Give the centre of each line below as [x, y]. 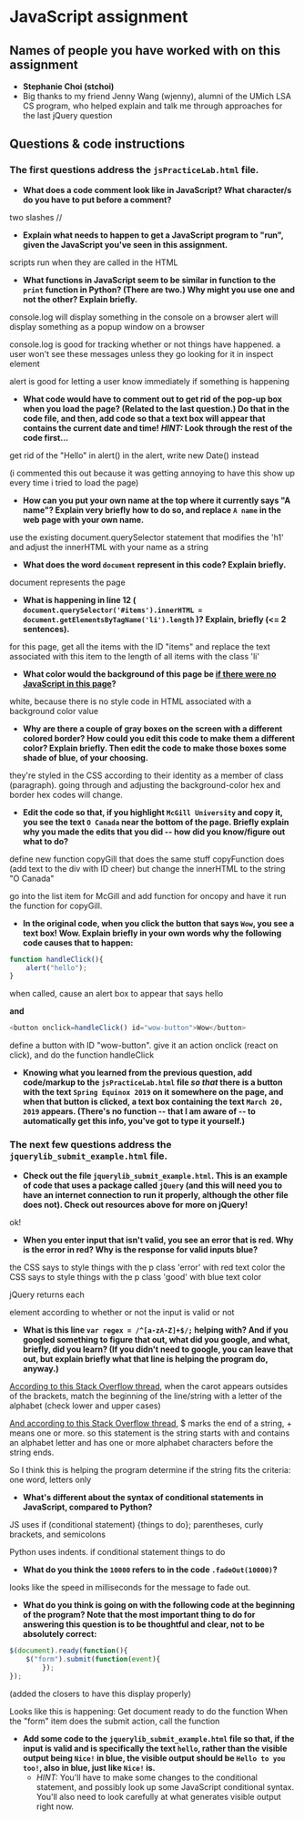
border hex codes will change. [66, 794]
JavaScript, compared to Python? [87, 1507]
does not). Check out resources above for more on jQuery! [135, 1205]
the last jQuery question [67, 115]
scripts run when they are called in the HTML [94, 262]
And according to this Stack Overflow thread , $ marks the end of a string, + [151, 1424]
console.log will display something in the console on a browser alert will [144, 317]
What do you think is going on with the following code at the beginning [159, 1605]
